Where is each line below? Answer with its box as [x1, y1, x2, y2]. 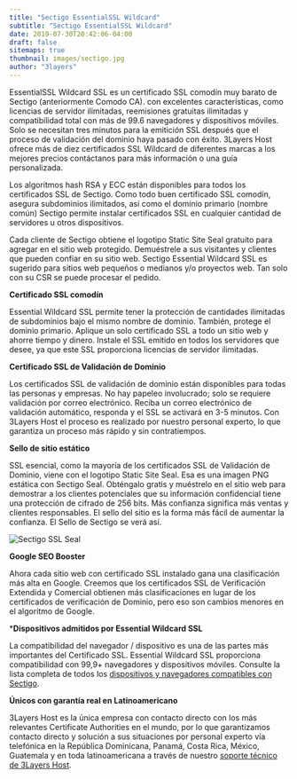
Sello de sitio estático [9, 443, 90, 453]
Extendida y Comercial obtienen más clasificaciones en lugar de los [9, 586, 256, 597]
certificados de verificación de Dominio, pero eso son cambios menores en [9, 596, 285, 607]
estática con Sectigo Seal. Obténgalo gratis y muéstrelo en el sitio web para [9, 478, 286, 489]
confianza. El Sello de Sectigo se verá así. [9, 516, 162, 527]
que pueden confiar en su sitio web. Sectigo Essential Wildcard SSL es [9, 253, 268, 264]
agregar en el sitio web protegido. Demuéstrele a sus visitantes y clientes [9, 243, 277, 254]
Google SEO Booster [9, 551, 86, 562]
